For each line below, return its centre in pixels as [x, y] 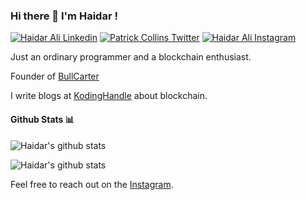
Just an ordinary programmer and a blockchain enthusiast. [131, 57]
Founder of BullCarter [55, 76]
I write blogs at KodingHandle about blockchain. [109, 96]
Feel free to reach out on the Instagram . [92, 184]
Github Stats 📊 [42, 119]
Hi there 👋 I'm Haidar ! [64, 16]
